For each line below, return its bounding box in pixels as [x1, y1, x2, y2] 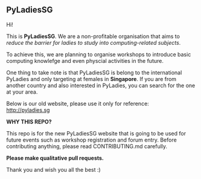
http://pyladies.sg [6, 106, 50, 114]
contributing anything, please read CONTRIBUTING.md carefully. [6, 142, 168, 150]
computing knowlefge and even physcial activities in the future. [6, 57, 164, 64]
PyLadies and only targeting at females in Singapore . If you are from [6, 75, 177, 82]
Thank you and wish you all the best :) [6, 166, 101, 173]
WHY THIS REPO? [6, 118, 53, 125]
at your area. [6, 88, 38, 96]
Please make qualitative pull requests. [6, 154, 104, 161]
